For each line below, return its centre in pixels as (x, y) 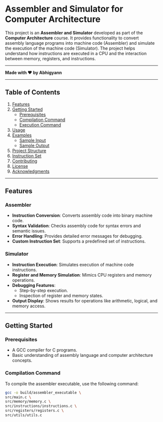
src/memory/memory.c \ (28, 402)
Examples (22, 135)
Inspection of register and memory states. (61, 296)
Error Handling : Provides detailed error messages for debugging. (77, 236)
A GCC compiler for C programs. (45, 350)
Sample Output (34, 145)
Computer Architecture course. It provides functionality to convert (72, 38)
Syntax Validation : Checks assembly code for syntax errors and (76, 226)
